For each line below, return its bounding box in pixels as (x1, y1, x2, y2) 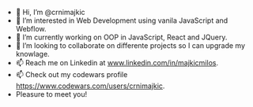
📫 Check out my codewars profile (15, 70, 128, 79)
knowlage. (15, 50, 50, 58)
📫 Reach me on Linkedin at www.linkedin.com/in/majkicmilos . (15, 58, 219, 67)
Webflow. (15, 24, 47, 33)
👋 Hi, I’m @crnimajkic (15, 8, 85, 17)
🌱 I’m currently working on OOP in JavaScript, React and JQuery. (15, 32, 228, 42)
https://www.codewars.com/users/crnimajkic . (15, 81, 165, 90)
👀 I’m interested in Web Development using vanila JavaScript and (15, 16, 228, 25)
